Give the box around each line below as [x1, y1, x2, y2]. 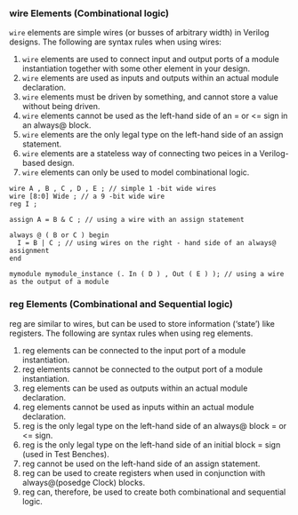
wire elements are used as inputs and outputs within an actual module [21, 73, 279, 83]
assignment [9, 247, 50, 256]
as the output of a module [9, 278, 109, 287]
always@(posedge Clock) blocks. [21, 477, 146, 487]
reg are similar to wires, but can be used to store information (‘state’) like [9, 318, 276, 329]
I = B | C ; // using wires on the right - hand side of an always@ [17, 239, 277, 248]
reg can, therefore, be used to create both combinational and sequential [21, 487, 286, 497]
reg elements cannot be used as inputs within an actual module [21, 401, 254, 412]
